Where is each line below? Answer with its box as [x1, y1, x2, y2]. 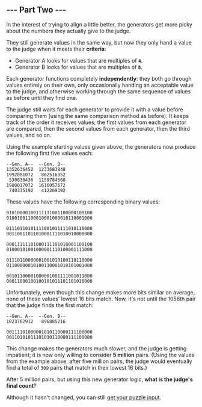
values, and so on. [6, 131, 52, 138]
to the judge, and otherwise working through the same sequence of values [6, 87, 191, 95]
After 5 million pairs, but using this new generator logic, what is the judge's [6, 376, 194, 383]
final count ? [6, 382, 37, 389]
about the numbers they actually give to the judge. [6, 27, 131, 34]
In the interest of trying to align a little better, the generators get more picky [6, 20, 192, 28]
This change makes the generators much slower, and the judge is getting [6, 344, 187, 352]
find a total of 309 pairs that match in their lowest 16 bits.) [6, 364, 147, 371]
